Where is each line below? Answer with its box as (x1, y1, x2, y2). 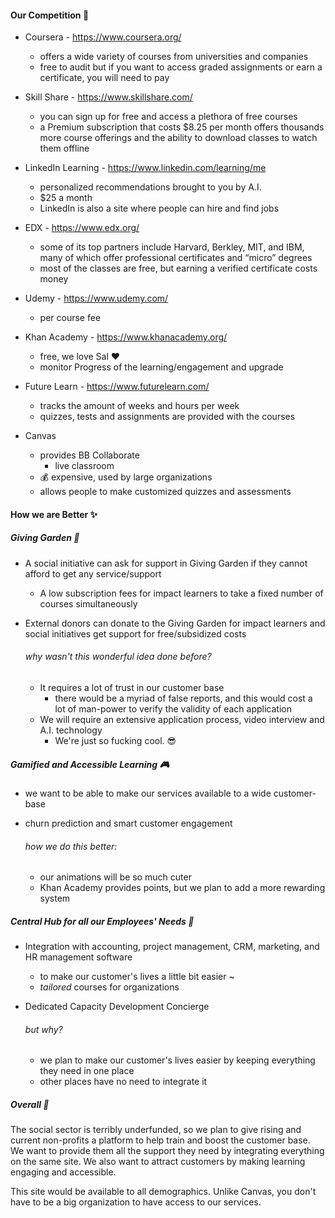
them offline (39, 142, 90, 155)
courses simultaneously (39, 597, 138, 610)
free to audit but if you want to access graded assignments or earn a (39, 61, 323, 73)
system (39, 892, 71, 905)
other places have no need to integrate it (39, 1076, 208, 1088)
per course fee (39, 312, 102, 324)
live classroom (54, 460, 115, 472)
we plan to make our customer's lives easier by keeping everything (39, 1054, 316, 1066)
